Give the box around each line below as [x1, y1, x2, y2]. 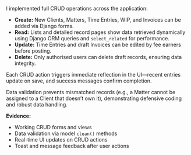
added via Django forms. [14, 23, 74, 29]
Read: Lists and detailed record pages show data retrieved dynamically [14, 29, 186, 36]
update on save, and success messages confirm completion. [6, 77, 152, 84]
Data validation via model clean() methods [14, 130, 118, 137]
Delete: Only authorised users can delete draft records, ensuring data [14, 54, 182, 60]
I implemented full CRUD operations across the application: [6, 5, 148, 12]
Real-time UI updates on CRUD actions [14, 136, 108, 143]
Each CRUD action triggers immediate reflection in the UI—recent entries [6, 71, 181, 78]
